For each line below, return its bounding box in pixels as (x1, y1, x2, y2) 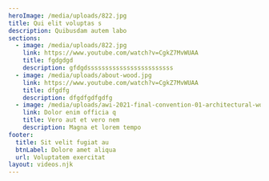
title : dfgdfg (22, 86, 70, 95)
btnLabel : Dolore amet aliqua (15, 146, 116, 154)
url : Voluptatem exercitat (15, 153, 106, 161)
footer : (8, 131, 34, 139)
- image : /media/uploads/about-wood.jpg (15, 71, 152, 79)
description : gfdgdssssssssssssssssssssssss (22, 64, 174, 72)
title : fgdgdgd (22, 57, 74, 65)
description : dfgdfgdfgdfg (22, 94, 113, 102)
